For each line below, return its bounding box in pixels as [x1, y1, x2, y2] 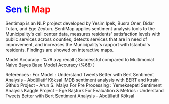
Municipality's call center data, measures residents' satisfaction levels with [5, 31, 161, 37]
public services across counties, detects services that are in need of [5, 36, 147, 42]
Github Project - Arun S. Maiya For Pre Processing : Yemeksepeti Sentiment [5, 82, 162, 88]
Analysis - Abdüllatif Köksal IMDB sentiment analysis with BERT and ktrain [5, 77, 159, 83]
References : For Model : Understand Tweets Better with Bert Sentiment [5, 71, 154, 77]
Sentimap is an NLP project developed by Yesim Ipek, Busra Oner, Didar [5, 20, 154, 26]
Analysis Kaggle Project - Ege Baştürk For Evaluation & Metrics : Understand [5, 87, 164, 93]
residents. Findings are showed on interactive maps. [5, 47, 114, 53]
